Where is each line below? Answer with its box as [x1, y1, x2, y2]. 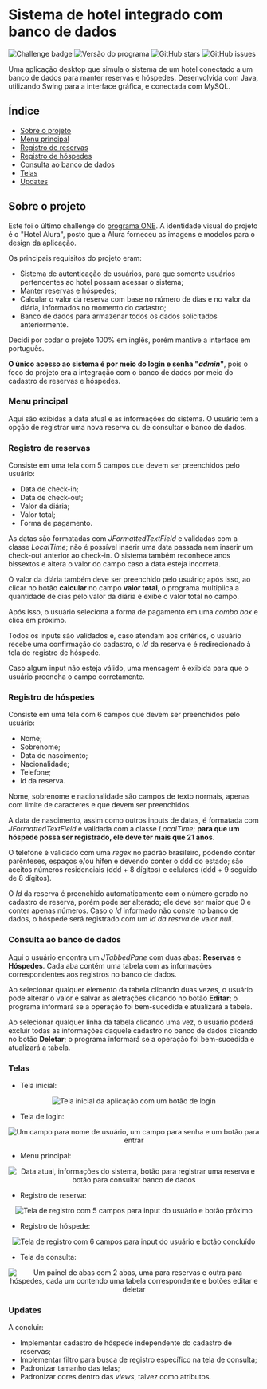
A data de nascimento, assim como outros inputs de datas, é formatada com [8, 815, 259, 825]
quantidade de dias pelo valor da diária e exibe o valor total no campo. [8, 592, 239, 602]
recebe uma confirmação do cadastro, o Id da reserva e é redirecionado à [8, 640, 251, 649]
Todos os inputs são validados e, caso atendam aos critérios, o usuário [8, 631, 241, 641]
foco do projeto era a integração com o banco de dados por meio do [8, 367, 234, 377]
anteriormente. [19, 319, 69, 329]
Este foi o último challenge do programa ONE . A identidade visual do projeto [8, 221, 258, 231]
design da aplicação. [8, 238, 77, 247]
